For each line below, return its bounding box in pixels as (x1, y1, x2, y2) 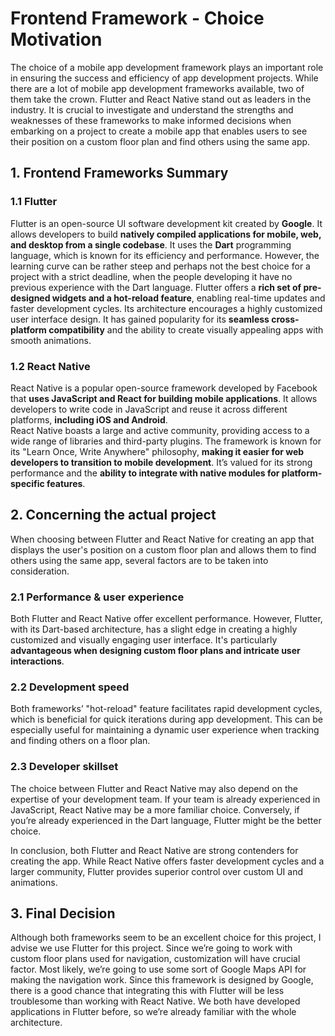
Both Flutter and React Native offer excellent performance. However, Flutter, (10, 613, 323, 625)
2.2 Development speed (10, 680, 130, 694)
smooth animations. (10, 334, 92, 346)
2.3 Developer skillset (10, 760, 119, 774)
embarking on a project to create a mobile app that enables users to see (10, 125, 308, 137)
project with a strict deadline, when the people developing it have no (10, 270, 293, 282)
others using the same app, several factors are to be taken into (10, 554, 269, 566)
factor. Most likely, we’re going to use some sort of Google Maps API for (10, 963, 307, 976)
